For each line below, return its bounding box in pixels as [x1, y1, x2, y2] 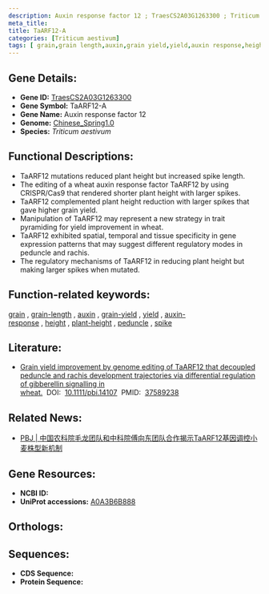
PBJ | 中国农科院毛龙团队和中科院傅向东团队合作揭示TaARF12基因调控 [19, 434, 251, 443]
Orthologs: [8, 520, 64, 534]
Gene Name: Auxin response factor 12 [19, 109, 147, 119]
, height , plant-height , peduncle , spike [41, 317, 172, 327]
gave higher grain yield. [19, 205, 98, 215]
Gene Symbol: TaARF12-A [19, 101, 106, 111]
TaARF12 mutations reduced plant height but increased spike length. [19, 171, 246, 180]
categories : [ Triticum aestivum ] [8, 34, 120, 42]
